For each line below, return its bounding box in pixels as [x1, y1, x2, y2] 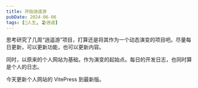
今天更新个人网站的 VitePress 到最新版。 [6, 76, 105, 83]
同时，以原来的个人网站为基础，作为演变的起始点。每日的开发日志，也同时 [6, 56, 187, 63]
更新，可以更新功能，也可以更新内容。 [11, 43, 104, 50]
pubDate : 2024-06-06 [6, 14, 57, 20]
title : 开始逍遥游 [6, 8, 47, 15]
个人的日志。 [11, 63, 42, 70]
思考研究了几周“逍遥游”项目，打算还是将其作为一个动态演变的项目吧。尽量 [6, 36, 187, 43]
